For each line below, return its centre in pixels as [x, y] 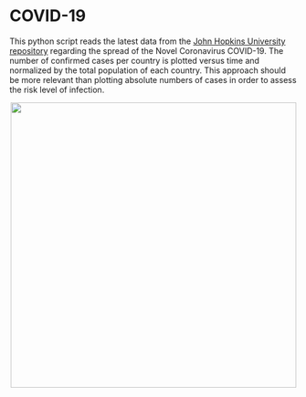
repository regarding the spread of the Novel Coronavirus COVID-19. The [147, 50]
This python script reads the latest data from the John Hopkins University [148, 41]
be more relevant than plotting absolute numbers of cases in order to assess [153, 79]
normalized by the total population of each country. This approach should [148, 70]
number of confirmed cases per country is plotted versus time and [135, 60]
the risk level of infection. [57, 89]
